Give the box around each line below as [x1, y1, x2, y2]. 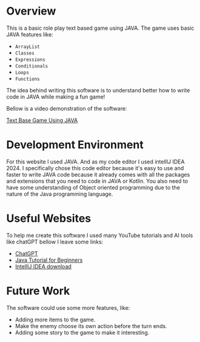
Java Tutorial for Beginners [15, 256, 83, 264]
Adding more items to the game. [15, 316, 96, 323]
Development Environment [6, 138, 144, 152]
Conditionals [15, 63, 48, 69]
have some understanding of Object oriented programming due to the [6, 183, 181, 191]
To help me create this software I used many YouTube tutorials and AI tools [6, 231, 193, 239]
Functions [15, 76, 41, 82]
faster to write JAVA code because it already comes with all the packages [6, 171, 190, 178]
